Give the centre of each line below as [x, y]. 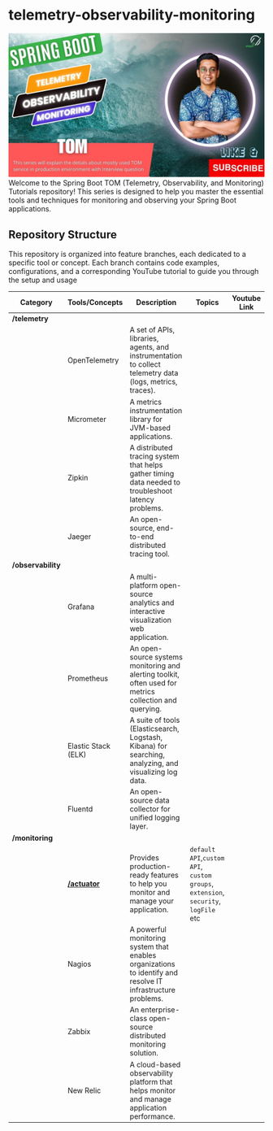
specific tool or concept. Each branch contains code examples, [114, 263]
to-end [142, 537]
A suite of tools [155, 720]
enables [143, 955]
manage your [152, 901]
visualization [151, 620]
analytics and [152, 602]
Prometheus [88, 679]
